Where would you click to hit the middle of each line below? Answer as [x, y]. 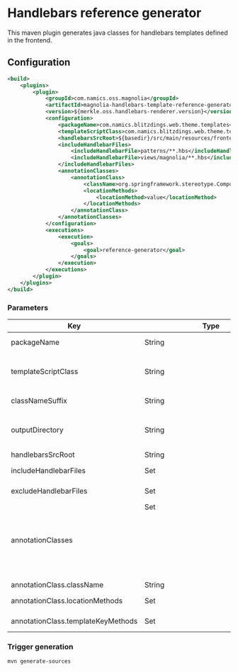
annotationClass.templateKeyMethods [74, 621]
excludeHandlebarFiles [49, 491]
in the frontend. [30, 40]
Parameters [28, 307]
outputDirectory [37, 430]
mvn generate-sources [39, 661]
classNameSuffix [39, 400]
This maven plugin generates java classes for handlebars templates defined [118, 33]
